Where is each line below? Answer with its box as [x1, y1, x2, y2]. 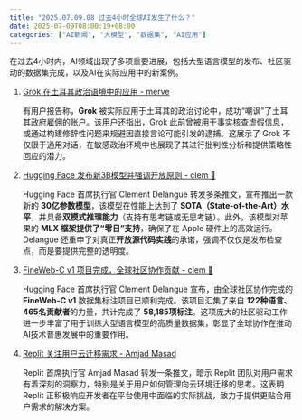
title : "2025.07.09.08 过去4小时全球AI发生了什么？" [9, 13, 196, 23]
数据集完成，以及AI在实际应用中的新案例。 [24, 67, 184, 78]
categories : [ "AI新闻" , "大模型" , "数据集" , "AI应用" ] [9, 30, 207, 39]
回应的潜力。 [22, 151, 71, 162]
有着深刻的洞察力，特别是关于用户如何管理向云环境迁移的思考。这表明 [22, 378, 285, 389]
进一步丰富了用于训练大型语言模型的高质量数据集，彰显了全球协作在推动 [22, 318, 292, 329]
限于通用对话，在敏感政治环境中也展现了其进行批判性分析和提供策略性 [30, 139, 292, 150]
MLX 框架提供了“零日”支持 [40, 223, 141, 234]
